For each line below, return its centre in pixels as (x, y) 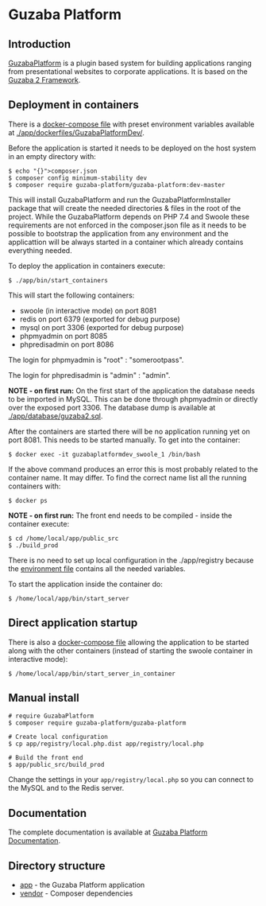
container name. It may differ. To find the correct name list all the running (128, 477)
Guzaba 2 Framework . (44, 80)
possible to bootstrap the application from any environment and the (118, 233)
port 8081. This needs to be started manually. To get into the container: (124, 440)
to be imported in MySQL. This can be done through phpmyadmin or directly (133, 399)
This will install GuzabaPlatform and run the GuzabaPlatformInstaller (120, 200)
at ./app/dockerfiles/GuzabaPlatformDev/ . (76, 132)
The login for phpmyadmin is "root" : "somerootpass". (96, 360)
